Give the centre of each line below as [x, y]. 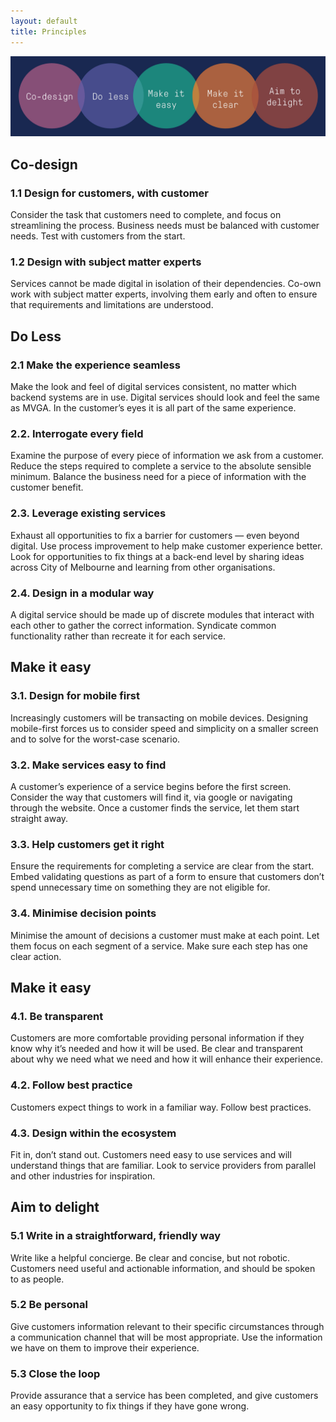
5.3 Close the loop [55, 1373]
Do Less [36, 336]
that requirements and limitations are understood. [112, 305]
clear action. [36, 956]
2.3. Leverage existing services [88, 513]
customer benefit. [47, 487]
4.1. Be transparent [57, 1016]
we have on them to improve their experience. [105, 1347]
